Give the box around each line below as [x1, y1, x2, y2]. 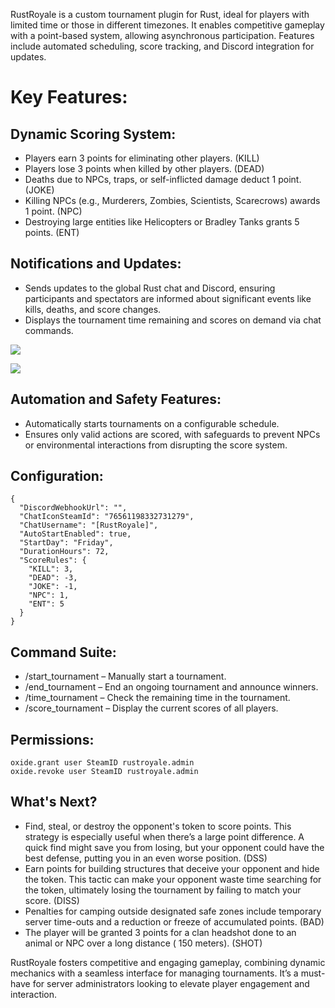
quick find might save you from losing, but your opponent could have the [24, 841, 325, 853]
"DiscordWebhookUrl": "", [19, 503, 128, 513]
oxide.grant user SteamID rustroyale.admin [10, 758, 195, 768]
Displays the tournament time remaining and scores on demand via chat [24, 314, 322, 326]
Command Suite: [10, 644, 117, 661]
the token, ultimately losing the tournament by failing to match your [24, 884, 302, 896]
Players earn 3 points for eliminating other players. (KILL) [24, 152, 260, 164]
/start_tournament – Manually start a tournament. [24, 670, 227, 683]
